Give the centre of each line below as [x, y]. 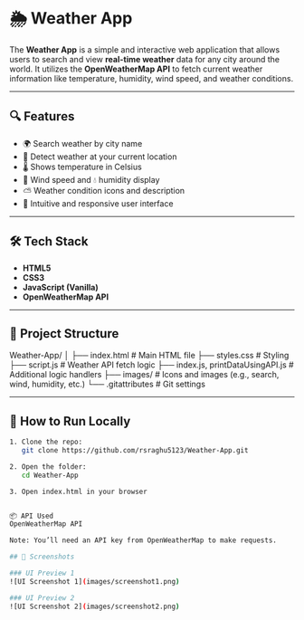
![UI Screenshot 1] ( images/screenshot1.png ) [95, 581]
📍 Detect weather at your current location [100, 157]
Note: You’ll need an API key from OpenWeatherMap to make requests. [143, 540]
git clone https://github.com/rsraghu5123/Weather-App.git [135, 451]
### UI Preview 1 [42, 573]
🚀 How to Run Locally [70, 421]
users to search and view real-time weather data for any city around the [145, 59]
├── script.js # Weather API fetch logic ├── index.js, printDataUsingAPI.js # [152, 365]
